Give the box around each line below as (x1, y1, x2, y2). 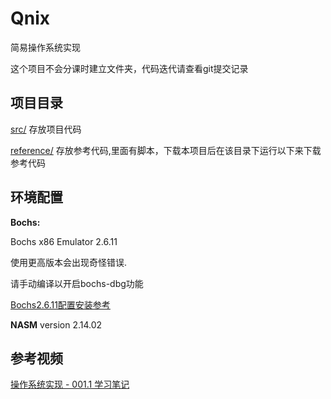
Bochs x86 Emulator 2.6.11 (10, 235, 118, 247)
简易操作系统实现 (10, 41, 81, 53)
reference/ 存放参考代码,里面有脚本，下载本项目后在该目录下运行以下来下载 (10, 144, 322, 156)
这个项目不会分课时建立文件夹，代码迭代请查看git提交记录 (10, 62, 249, 74)
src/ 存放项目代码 (10, 123, 82, 135)
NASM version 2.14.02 (10, 318, 103, 331)
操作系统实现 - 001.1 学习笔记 (10, 378, 130, 391)
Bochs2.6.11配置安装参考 (10, 298, 111, 311)
